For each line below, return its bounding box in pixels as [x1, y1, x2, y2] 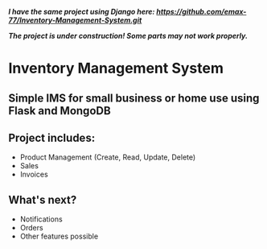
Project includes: [8, 131, 96, 144]
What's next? [8, 193, 77, 206]
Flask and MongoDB [8, 104, 111, 118]
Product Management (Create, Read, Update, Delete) [19, 152, 196, 162]
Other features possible [19, 231, 99, 241]
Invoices [19, 169, 48, 180]
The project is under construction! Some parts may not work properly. [8, 31, 248, 40]
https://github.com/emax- [156, 7, 247, 16]
